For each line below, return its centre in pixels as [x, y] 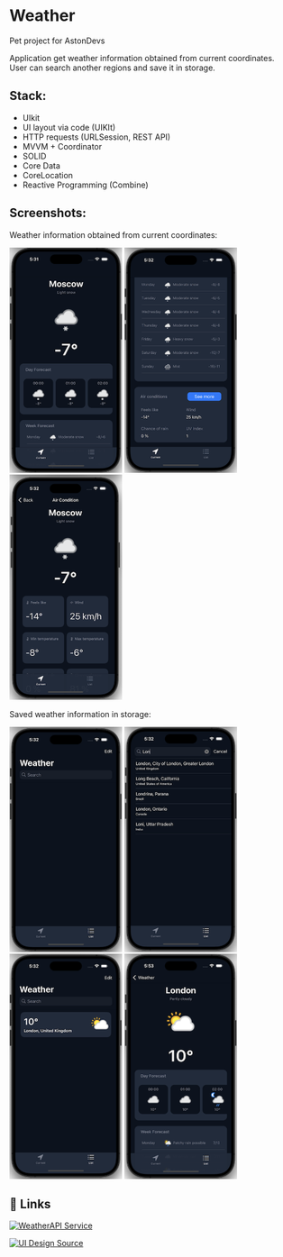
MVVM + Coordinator [62, 146]
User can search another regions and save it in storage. [113, 68]
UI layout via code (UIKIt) [69, 127]
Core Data [41, 165]
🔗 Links [30, 1204]
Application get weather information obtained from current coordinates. [142, 58]
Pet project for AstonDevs [57, 41]
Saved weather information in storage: [80, 714]
